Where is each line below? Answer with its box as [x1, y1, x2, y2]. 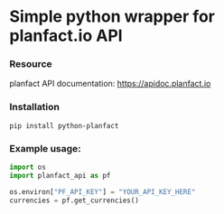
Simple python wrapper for [9, 6, 215, 27]
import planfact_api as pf [9, 171, 111, 180]
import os [9, 163, 47, 172]
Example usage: [9, 142, 81, 154]
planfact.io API [9, 25, 124, 46]
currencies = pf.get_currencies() [9, 196, 140, 205]
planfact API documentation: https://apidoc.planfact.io [9, 79, 211, 89]
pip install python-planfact [9, 121, 119, 130]
